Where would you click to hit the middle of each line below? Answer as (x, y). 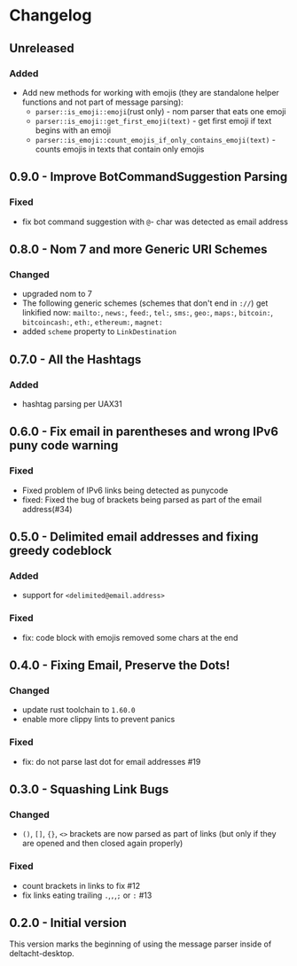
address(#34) (47, 509)
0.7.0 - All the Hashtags (75, 359)
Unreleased (42, 48)
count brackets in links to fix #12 (81, 885)
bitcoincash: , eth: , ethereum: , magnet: (92, 322)
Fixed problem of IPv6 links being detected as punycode (125, 490)
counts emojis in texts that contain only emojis (120, 149)
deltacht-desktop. (42, 954)
